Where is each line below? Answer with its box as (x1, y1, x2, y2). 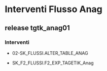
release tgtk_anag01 (5, 24, 70, 32)
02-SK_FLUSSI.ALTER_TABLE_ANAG (12, 50, 88, 56)
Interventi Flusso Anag (5, 4, 102, 15)
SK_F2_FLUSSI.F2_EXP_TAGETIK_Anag (12, 59, 94, 66)
